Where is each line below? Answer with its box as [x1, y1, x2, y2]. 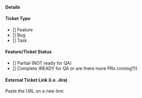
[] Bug [12, 32, 26, 38]
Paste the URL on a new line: [5, 88, 65, 94]
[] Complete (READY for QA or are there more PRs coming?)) [12, 65, 138, 71]
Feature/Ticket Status [5, 49, 52, 55]
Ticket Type [5, 16, 31, 22]
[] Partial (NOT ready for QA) [12, 60, 72, 66]
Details [5, 4, 21, 10]
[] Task [12, 37, 27, 43]
